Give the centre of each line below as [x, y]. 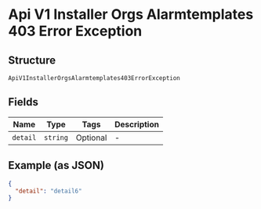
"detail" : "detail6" [49, 191]
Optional [91, 137]
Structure [32, 60]
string [56, 137]
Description [137, 124]
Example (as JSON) [56, 165]
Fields [24, 103]
